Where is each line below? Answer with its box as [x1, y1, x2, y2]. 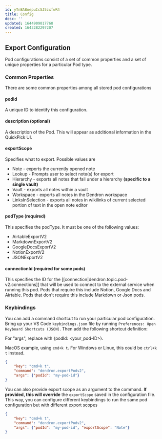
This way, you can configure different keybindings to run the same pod [5, 396, 147, 402]
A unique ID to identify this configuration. [5, 107, 88, 113]
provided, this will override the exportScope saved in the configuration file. [5, 392, 156, 397]
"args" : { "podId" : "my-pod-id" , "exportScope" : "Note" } [14, 425, 130, 430]
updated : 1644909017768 [5, 21, 54, 26]
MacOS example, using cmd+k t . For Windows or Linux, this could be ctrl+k [5, 345, 157, 351]
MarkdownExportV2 [12, 239, 53, 245]
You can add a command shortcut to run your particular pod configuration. [5, 315, 155, 321]
